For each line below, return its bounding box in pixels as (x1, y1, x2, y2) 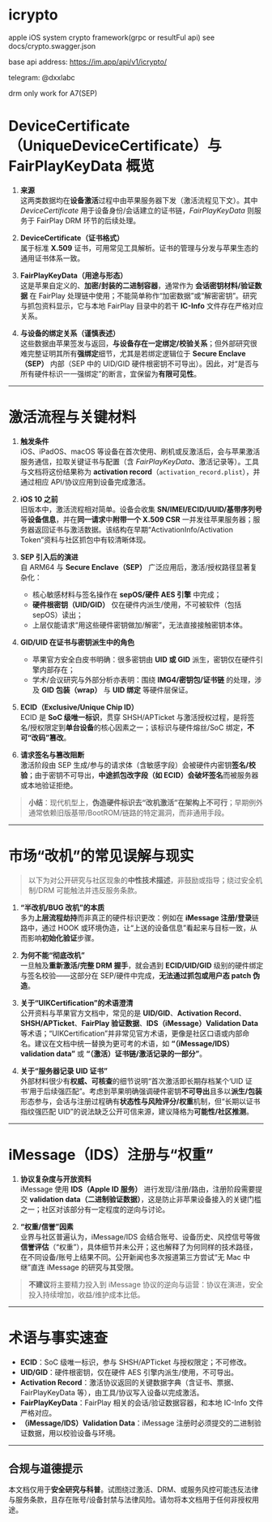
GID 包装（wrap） (41, 684, 102, 695)
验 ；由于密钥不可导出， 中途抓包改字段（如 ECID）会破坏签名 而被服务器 (19, 770, 259, 780)
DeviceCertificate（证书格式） (19, 233, 124, 243)
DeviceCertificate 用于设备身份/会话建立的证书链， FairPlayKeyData (19, 205, 245, 215)
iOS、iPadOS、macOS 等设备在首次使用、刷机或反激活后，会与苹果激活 (19, 446, 261, 456)
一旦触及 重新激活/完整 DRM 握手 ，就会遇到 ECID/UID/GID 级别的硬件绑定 (19, 960, 264, 970)
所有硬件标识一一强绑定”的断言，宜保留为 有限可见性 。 (19, 369, 201, 378)
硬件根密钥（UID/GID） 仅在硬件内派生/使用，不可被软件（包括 (32, 599, 242, 610)
